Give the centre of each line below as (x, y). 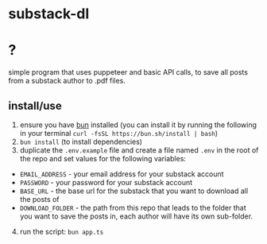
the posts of (39, 199)
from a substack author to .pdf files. (67, 81)
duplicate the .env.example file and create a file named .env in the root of (139, 150)
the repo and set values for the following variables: (103, 158)
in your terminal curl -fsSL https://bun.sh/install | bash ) (119, 133)
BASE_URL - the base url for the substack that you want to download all (134, 191)
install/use (35, 105)
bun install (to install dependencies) (81, 141)
